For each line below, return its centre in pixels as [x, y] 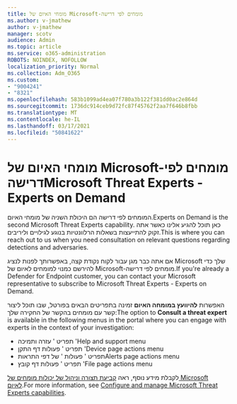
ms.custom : [23, 80]
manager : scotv [30, 34]
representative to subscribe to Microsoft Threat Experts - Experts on [107, 284]
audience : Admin [31, 40]
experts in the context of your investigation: [71, 327]
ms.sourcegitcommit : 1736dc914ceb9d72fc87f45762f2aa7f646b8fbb [103, 106]
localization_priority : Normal [53, 67]
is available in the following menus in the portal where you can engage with [117, 320]
